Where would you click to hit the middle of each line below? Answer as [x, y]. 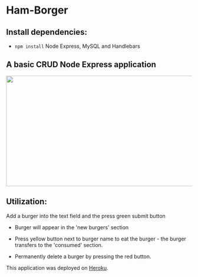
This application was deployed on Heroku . [57, 268]
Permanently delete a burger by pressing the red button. [83, 256]
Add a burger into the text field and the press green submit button [86, 216]
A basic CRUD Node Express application [81, 65]
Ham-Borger [37, 10]
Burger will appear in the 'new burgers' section [72, 227]
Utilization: [27, 202]
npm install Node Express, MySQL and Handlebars [77, 46]
